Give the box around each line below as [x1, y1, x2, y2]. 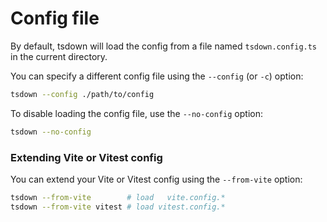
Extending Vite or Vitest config [10, 150, 163, 164]
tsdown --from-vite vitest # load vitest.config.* [10, 202, 226, 212]
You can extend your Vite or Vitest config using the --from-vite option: [10, 173, 303, 185]
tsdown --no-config [10, 127, 92, 137]
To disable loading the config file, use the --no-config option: [10, 107, 263, 119]
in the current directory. [10, 50, 108, 62]
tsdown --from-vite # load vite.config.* [10, 192, 226, 202]
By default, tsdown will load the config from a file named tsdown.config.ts [10, 40, 318, 52]
